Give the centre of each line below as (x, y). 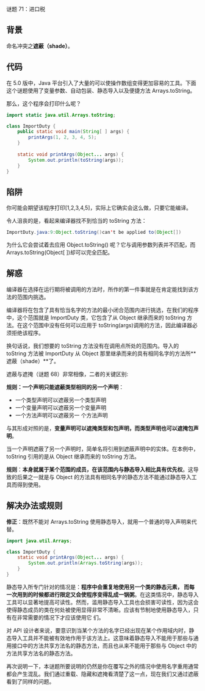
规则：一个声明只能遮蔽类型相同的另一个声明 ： (65, 387)
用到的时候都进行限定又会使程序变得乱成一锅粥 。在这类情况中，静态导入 (108, 595)
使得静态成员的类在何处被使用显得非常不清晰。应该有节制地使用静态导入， (100, 610)
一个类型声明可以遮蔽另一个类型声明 (61, 400)
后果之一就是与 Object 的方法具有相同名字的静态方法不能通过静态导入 (104, 477)
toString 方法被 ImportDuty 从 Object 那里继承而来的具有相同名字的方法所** (101, 353)
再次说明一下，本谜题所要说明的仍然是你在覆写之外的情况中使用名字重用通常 (103, 666)
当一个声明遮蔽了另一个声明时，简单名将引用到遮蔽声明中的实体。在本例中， (103, 449)
